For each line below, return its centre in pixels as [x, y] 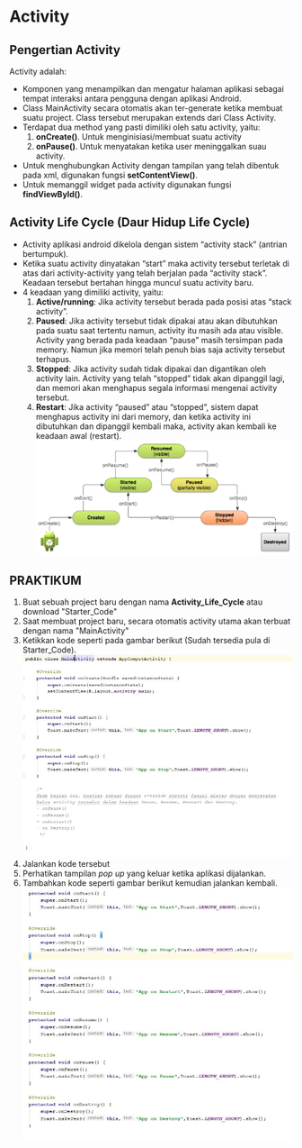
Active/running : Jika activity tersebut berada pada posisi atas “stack [164, 301]
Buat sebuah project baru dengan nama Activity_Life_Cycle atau [142, 602]
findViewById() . [53, 194]
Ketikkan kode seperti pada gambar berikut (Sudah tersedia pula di [146, 640]
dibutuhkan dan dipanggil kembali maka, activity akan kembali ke [156, 426]
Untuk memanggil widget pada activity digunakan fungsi [127, 185]
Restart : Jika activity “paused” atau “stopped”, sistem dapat [147, 406]
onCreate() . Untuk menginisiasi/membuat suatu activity [139, 137]
